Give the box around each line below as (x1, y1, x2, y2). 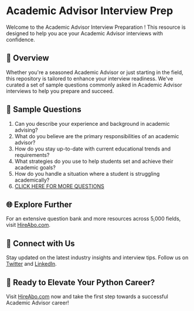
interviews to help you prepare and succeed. (6, 87, 114, 95)
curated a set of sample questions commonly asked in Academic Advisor (6, 81, 183, 88)
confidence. (6, 36, 35, 43)
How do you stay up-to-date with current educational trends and (14, 145, 171, 152)
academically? (14, 176, 50, 183)
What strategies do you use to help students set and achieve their (14, 158, 173, 165)
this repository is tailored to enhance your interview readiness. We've (6, 75, 173, 82)
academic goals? (14, 163, 56, 171)
